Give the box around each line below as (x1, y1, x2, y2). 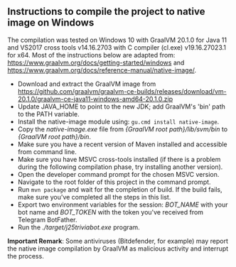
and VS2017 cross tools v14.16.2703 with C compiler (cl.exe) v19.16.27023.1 (7, 43, 226, 52)
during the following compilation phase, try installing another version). (17, 163, 223, 171)
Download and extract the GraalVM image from (17, 80, 156, 88)
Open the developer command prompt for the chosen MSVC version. (17, 170, 220, 178)
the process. (7, 251, 44, 260)
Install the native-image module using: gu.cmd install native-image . (17, 117, 220, 126)
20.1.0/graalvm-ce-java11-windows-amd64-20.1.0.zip (17, 94, 173, 103)
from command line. (17, 147, 77, 156)
